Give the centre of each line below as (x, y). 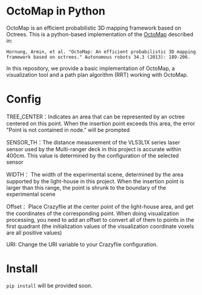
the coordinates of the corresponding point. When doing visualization (93, 213)
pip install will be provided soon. (49, 285)
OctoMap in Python (56, 11)
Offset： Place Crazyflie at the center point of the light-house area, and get (100, 206)
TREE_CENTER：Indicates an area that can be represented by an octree (96, 117)
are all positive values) (34, 232)
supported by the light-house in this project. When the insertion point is (95, 181)
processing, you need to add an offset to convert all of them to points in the (100, 219)
